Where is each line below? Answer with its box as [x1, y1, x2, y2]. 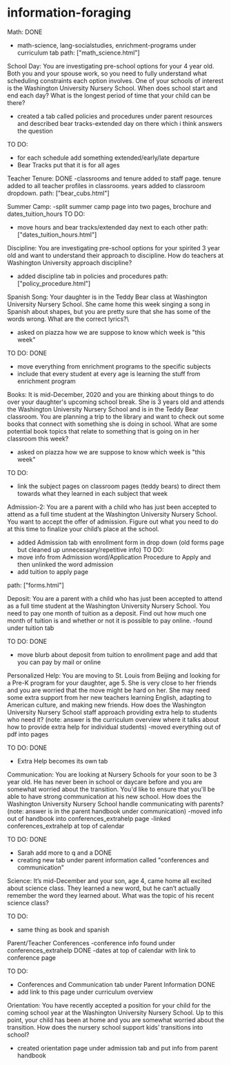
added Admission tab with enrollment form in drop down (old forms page [17, 538, 224, 546]
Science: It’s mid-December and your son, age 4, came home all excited [7, 876, 212, 885]
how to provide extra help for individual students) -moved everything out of [7, 723, 221, 731]
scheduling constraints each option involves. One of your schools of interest [7, 76, 224, 84]
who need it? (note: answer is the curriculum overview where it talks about [7, 715, 219, 723]
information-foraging [7, 5, 132, 21]
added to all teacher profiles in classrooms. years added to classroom [7, 181, 205, 189]
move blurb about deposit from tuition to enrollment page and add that [17, 650, 218, 658]
